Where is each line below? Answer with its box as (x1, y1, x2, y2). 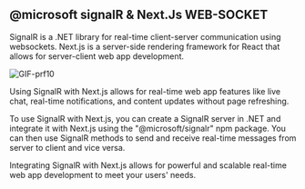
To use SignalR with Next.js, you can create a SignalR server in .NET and (9, 113, 281, 124)
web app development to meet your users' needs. (9, 169, 197, 180)
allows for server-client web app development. (9, 50, 185, 62)
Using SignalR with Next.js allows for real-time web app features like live (9, 85, 280, 96)
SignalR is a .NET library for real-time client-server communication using (9, 31, 281, 42)
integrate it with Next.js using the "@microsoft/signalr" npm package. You (9, 123, 287, 134)
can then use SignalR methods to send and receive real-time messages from (9, 132, 297, 144)
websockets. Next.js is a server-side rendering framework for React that (9, 41, 280, 52)
